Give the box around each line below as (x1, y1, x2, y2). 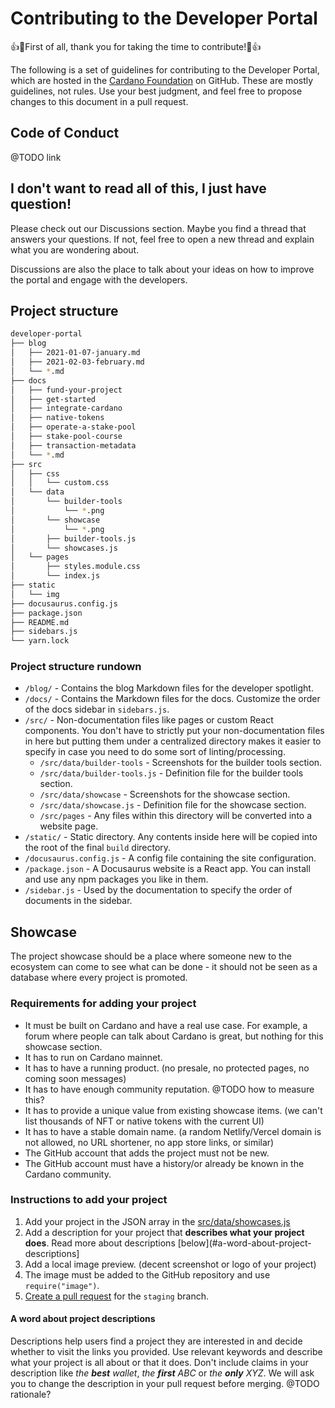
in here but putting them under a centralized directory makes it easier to (24, 735, 322, 747)
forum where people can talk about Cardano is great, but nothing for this (24, 1030, 324, 1042)
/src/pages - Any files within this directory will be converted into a (39, 810, 313, 822)
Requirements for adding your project (10, 997, 197, 1011)
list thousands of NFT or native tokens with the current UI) (24, 1115, 265, 1127)
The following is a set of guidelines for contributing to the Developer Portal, (10, 63, 320, 76)
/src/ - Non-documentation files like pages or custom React (24, 714, 274, 726)
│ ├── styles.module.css (10, 562, 141, 572)
